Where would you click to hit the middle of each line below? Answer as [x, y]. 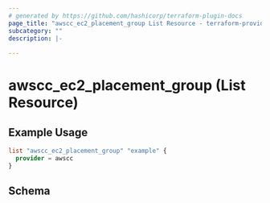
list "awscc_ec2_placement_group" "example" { [88, 151]
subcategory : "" [35, 31]
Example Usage [48, 133]
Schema [29, 191]
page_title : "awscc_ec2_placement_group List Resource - [106, 23]
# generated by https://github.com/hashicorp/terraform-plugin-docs [125, 16]
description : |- [35, 38]
